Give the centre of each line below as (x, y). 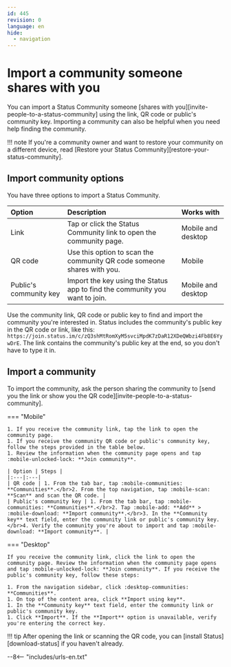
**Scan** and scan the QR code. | (57, 495)
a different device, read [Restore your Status (70, 150)
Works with (200, 212)
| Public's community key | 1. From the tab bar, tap (86, 501)
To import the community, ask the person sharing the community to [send (111, 388)
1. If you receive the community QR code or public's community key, (109, 441)
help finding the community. (47, 129)
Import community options (66, 179)
